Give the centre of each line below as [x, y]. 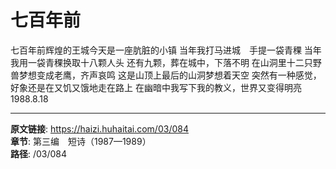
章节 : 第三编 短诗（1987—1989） [81, 141]
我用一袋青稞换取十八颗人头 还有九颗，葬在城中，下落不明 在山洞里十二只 [161, 62]
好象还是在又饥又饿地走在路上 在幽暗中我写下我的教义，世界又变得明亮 [156, 87]
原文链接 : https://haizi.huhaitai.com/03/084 [99, 128]
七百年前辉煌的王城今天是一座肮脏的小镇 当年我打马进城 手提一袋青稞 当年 [166, 50]
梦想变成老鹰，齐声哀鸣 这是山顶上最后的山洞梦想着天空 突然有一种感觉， [170, 75]
